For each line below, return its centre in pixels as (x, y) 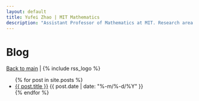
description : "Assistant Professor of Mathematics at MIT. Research (93, 23)
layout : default (26, 12)
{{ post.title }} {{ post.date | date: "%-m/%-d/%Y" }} (79, 86)
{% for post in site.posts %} (49, 80)
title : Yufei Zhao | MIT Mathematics (53, 17)
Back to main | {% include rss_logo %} (53, 68)
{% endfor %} (32, 93)
